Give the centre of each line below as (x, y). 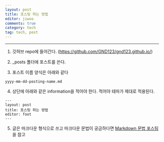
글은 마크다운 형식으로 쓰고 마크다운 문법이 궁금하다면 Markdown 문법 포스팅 (85, 128)
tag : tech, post (21, 32)
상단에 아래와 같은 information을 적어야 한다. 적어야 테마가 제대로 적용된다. (83, 91)
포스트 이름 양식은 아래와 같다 (40, 72)
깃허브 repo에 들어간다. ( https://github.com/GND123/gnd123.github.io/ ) (82, 51)
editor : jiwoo (20, 19)
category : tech (20, 28)
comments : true (20, 23)
